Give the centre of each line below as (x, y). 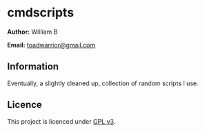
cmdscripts (41, 13)
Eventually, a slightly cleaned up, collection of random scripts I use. (103, 83)
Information (33, 67)
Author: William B (32, 32)
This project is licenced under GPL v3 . (61, 121)
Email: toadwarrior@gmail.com (51, 45)
